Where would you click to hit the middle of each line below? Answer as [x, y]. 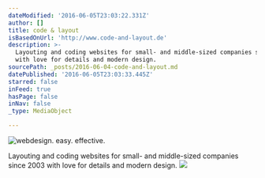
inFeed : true [30, 89]
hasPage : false [33, 97]
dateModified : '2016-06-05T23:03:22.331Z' [79, 15]
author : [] [26, 23]
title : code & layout [44, 30]
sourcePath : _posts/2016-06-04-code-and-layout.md [93, 67]
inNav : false [30, 104]
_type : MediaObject [40, 112]
